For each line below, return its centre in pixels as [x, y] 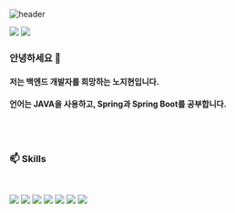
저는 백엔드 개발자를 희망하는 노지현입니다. [84, 81]
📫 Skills [28, 158]
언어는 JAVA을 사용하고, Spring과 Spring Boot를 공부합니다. [118, 104]
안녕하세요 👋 [35, 57]
